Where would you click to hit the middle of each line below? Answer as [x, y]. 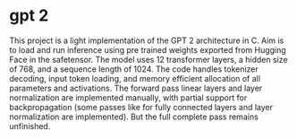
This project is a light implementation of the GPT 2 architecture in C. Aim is [147, 40]
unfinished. [30, 126]
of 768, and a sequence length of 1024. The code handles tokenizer [134, 69]
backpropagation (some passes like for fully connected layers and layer [141, 107]
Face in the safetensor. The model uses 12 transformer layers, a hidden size [148, 59]
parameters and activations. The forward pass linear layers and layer [136, 88]
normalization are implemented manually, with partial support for [128, 97]
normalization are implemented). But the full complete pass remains [134, 117]
